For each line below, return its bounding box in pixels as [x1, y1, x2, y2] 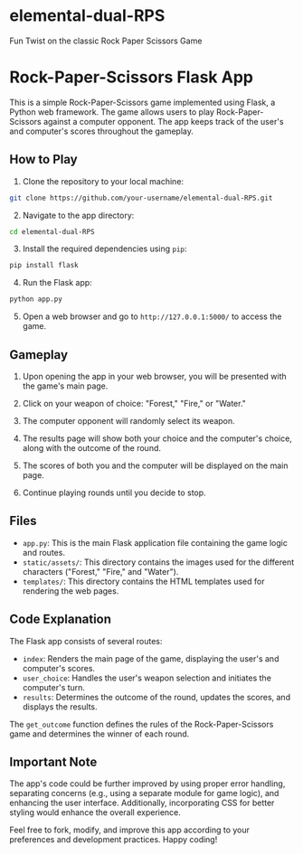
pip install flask [9, 261, 79, 270]
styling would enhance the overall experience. [9, 807, 181, 818]
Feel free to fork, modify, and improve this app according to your [9, 824, 251, 836]
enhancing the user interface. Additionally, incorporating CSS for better [9, 797, 275, 809]
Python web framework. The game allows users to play [9, 106, 215, 117]
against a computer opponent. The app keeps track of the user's [43, 116, 284, 127]
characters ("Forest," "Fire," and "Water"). [22, 566, 179, 577]
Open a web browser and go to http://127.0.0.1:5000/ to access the [22, 311, 282, 322]
